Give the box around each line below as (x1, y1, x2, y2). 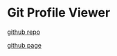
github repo (7, 28, 40, 36)
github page (7, 41, 42, 49)
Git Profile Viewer (7, 5, 111, 21)
